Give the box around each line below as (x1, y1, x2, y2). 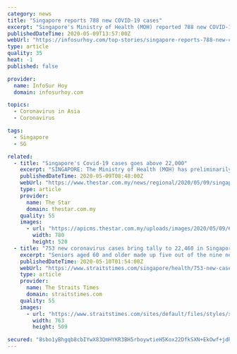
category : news (7, 10, 52, 18)
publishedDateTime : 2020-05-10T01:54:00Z (20, 258, 143, 265)
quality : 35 (7, 50, 42, 57)
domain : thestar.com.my (25, 205, 97, 212)
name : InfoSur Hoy (13, 82, 68, 89)
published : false (7, 63, 59, 70)
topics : (7, 102, 30, 109)
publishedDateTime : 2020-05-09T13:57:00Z (7, 30, 131, 37)
